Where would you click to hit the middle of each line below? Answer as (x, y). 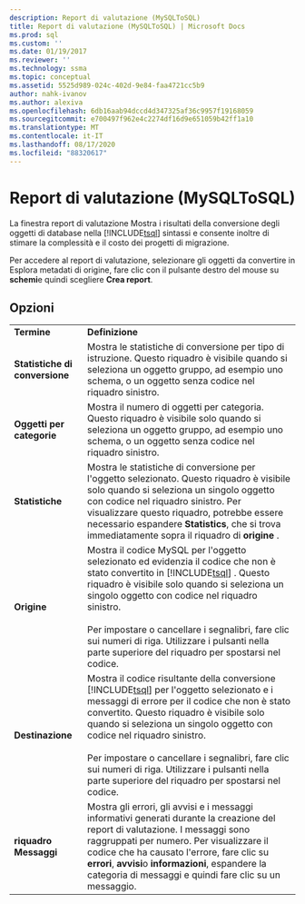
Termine (33, 333)
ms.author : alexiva (46, 102)
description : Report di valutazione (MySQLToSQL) (105, 18)
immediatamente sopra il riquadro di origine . (183, 535)
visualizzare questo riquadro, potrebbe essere (186, 512)
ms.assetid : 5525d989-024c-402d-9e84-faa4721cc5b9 (107, 85)
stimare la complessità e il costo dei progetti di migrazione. (119, 243)
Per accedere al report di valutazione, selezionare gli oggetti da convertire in (152, 260)
